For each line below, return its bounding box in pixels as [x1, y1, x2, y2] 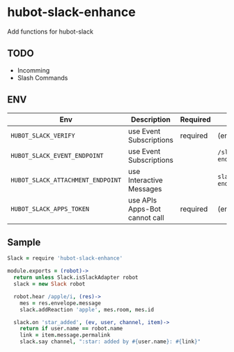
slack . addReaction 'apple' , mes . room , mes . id [19, 306, 155, 313]
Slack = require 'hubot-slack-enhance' [7, 255, 123, 262]
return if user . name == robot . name [19, 325, 123, 332]
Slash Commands [17, 73, 68, 82]
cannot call [127, 212, 165, 222]
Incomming [17, 66, 50, 74]
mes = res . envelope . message [19, 300, 101, 307]
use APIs [127, 195, 157, 205]
